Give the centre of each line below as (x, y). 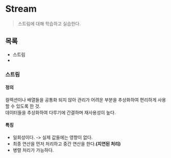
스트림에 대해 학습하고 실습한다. (49, 23)
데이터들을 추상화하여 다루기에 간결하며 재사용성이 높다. (60, 112)
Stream (21, 9)
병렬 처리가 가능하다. (33, 150)
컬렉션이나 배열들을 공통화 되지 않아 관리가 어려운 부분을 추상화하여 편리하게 (81, 99)
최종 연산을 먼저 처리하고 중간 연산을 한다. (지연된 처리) (67, 144)
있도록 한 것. (28, 106)
